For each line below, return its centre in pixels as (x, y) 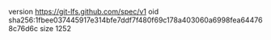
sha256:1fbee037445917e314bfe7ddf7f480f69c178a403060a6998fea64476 (135, 20)
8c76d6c (23, 28)
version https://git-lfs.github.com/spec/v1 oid (84, 12)
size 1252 (55, 28)
